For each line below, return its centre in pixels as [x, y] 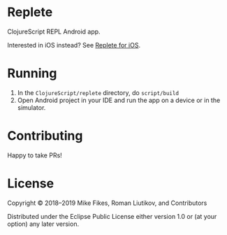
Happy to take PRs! [35, 155]
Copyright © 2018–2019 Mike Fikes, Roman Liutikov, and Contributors [107, 203]
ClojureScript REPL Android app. [54, 31]
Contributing [45, 136]
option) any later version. [43, 224]
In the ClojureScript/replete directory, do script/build [98, 92]
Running [32, 73]
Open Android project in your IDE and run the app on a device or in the [119, 100]
